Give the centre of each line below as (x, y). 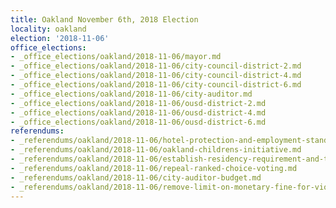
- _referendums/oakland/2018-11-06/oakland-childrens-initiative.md (156, 150)
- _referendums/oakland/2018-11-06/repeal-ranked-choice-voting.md (154, 168)
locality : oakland (48, 29)
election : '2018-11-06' (60, 38)
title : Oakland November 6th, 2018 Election (104, 19)
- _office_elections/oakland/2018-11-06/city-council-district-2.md (156, 66)
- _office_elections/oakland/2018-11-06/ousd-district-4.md (138, 112)
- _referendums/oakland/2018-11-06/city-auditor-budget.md (136, 177)
